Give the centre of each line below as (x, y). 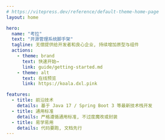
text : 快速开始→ (40, 61)
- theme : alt (33, 72)
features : (19, 95)
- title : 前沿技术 (33, 100)
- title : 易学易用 (33, 122)
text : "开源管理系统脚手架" (42, 39)
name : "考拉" (27, 34)
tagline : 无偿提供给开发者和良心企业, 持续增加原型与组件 (75, 45)
